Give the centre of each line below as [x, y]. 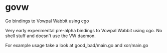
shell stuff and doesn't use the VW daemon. [51, 36]
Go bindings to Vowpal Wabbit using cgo [47, 21]
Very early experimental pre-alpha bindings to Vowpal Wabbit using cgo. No [84, 30]
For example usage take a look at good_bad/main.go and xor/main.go [77, 45]
